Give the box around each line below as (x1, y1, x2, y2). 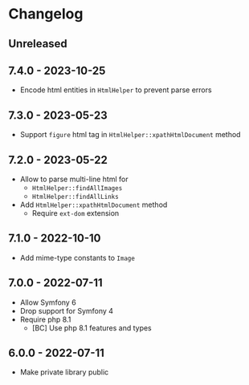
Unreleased (8, 37, 68, 51)
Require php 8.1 (19, 314, 71, 324)
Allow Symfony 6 (19, 298, 76, 307)
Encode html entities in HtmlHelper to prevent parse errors (19, 85, 212, 95)
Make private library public (19, 367, 109, 377)
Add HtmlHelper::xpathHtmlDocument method (19, 200, 168, 209)
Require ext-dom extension (31, 209, 120, 218)
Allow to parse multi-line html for (19, 174, 129, 184)
